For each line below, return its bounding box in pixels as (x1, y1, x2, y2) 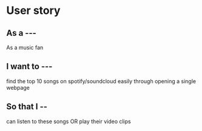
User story (6, 4, 61, 18)
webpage (6, 84, 30, 91)
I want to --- (6, 61, 53, 72)
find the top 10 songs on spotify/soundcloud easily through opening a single (6, 77, 196, 85)
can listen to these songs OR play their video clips (6, 118, 132, 125)
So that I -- (6, 101, 47, 112)
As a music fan (6, 44, 44, 51)
